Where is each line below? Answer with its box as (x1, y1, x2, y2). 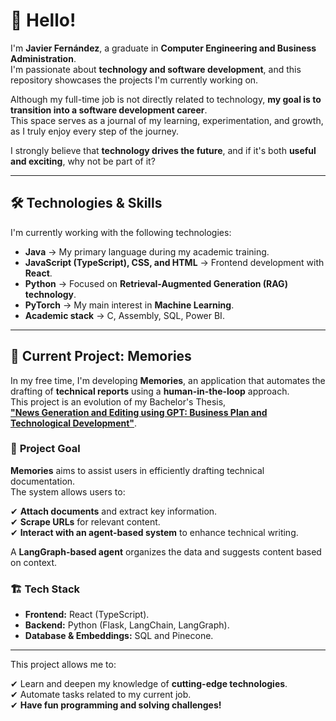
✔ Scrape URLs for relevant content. (10, 515, 161, 528)
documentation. (10, 475, 76, 487)
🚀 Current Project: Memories (10, 348, 192, 365)
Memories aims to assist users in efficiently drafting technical (10, 464, 265, 476)
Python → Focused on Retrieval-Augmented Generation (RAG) (24, 277, 288, 289)
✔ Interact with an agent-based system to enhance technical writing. (10, 526, 299, 538)
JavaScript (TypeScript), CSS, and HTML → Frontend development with (24, 256, 325, 268)
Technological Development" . (10, 417, 138, 429)
